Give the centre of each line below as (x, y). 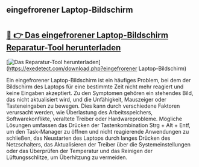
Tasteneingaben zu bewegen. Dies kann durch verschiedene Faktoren (93, 106)
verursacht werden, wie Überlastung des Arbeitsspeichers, (79, 112)
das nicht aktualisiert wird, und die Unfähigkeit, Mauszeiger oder (87, 100)
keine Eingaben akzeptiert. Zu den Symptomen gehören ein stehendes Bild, (100, 93)
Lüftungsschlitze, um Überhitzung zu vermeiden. (67, 157)
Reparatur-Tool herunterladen (64, 47)
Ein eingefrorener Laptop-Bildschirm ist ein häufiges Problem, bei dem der (99, 80)
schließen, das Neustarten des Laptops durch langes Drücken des (88, 138)
